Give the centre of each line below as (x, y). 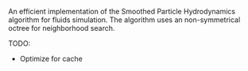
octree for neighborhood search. (62, 28)
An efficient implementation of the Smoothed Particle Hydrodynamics (122, 11)
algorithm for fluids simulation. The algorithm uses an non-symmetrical (124, 20)
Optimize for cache (51, 59)
